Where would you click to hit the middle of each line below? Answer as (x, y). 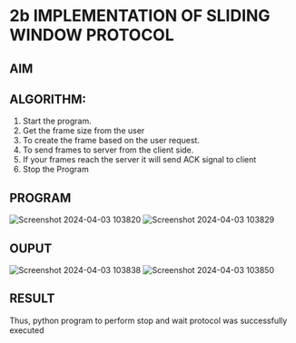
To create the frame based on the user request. (111, 141)
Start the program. (57, 121)
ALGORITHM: (48, 99)
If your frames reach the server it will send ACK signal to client (139, 160)
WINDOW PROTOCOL (92, 35)
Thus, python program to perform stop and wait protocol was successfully (148, 320)
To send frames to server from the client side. (108, 150)
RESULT (32, 299)
